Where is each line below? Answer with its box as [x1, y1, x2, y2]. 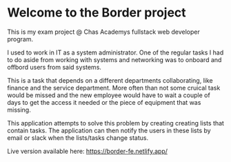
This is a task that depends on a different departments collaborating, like [7, 76, 213, 84]
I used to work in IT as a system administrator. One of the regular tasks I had [7, 48, 224, 57]
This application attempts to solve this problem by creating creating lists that [7, 119, 224, 127]
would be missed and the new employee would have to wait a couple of [7, 91, 210, 99]
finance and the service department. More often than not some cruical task [7, 83, 221, 92]
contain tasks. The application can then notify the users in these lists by [7, 126, 212, 134]
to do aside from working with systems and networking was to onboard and [7, 55, 222, 63]
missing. [7, 105, 31, 114]
